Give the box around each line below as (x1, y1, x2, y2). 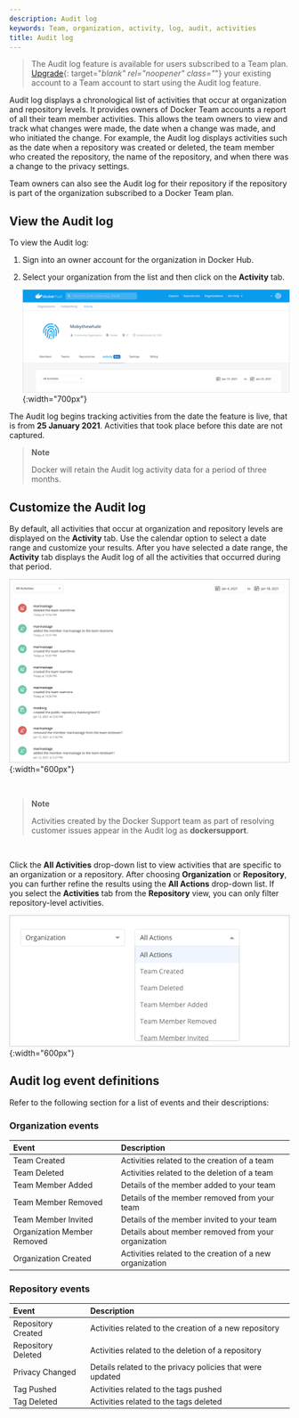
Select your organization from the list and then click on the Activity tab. (21, 272, 285, 282)
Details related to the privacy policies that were (90, 1362, 263, 1373)
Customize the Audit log (9, 500, 147, 515)
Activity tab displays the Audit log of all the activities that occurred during (9, 552, 281, 563)
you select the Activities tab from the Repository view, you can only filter (9, 887, 279, 899)
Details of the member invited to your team (120, 1214, 278, 1225)
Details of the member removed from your (120, 1192, 274, 1202)
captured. (9, 430, 45, 441)
